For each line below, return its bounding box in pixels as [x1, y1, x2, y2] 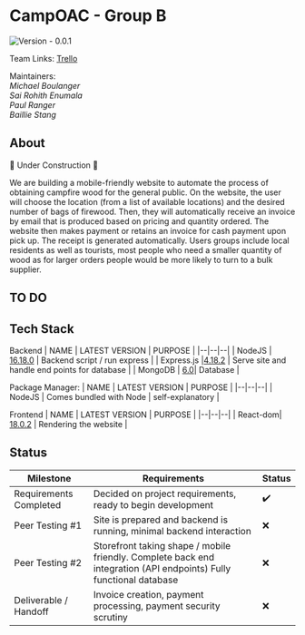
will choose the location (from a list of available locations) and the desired [9, 196, 286, 207]
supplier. [9, 264, 43, 275]
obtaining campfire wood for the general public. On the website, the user [9, 187, 281, 198]
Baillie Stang [9, 109, 57, 120]
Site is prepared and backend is [93, 513, 229, 526]
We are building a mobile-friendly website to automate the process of [9, 177, 270, 188]
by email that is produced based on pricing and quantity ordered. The [9, 215, 270, 227]
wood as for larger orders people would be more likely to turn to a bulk [9, 254, 273, 265]
